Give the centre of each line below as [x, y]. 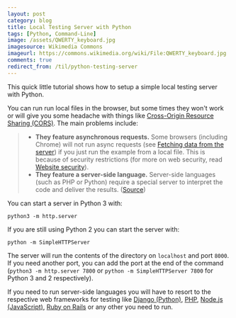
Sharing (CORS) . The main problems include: [73, 123]
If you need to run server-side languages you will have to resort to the [109, 292]
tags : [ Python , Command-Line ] [52, 34]
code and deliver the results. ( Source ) [91, 189]
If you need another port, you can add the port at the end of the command [116, 263]
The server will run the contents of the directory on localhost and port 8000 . [118, 255]
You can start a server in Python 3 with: [65, 203]
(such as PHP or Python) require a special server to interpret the [129, 182]
